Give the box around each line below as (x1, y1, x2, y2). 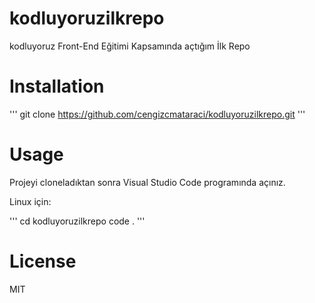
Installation (9, 75, 105, 98)
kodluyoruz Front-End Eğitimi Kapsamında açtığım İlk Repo (9, 40, 251, 52)
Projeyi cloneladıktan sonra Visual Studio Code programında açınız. (9, 176, 286, 188)
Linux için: (9, 195, 52, 207)
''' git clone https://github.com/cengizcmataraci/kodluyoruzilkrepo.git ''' (9, 108, 306, 120)
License (9, 250, 77, 272)
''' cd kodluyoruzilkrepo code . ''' (9, 215, 146, 227)
